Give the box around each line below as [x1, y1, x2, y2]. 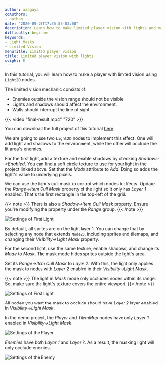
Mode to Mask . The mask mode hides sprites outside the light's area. [5, 251, 146, 257]
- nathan [5, 16, 23, 21]
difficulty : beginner [5, 30, 50, 35]
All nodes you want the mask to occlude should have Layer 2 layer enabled [5, 300, 158, 306]
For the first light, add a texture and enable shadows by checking [5, 156, 137, 162]
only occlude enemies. [5, 345, 51, 351]
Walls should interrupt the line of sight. [12, 107, 91, 113]
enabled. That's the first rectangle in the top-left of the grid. [5, 191, 127, 197]
